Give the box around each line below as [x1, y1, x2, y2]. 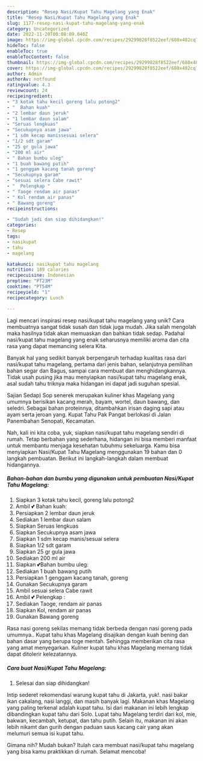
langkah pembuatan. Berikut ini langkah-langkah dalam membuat [7, 455, 169, 462]
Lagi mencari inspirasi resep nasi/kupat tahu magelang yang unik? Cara [7, 317, 184, 324]
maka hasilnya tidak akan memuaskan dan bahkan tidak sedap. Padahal [7, 329, 185, 337]
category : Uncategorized [7, 25, 69, 32]
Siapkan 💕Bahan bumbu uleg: [15, 561, 89, 568]
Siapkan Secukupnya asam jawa [15, 529, 96, 536]
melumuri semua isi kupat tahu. [7, 730, 85, 737]
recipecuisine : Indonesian [7, 273, 75, 279]
